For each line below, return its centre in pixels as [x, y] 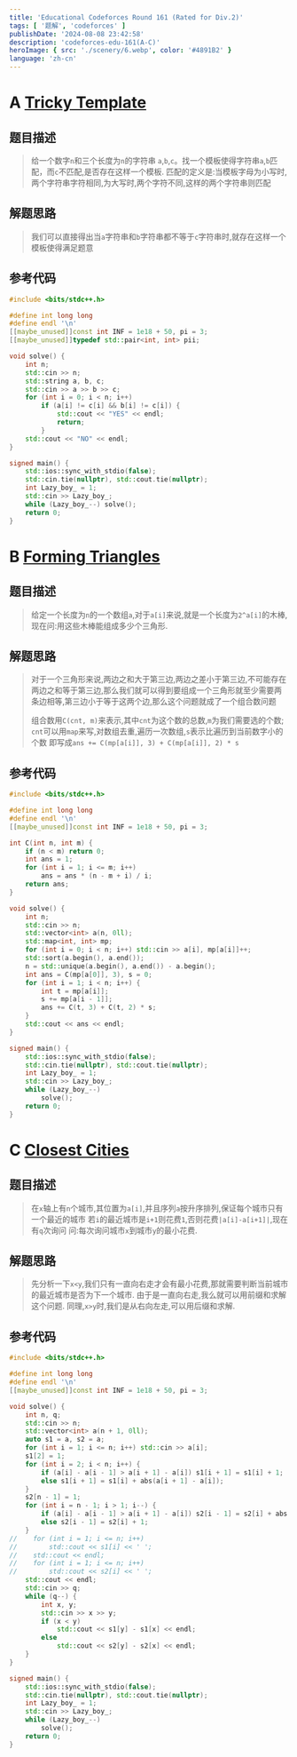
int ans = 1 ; [49, 859]
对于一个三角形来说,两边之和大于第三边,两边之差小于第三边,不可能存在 [158, 680]
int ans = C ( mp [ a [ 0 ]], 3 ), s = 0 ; [89, 974]
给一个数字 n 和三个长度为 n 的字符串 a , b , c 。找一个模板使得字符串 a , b [150, 160]
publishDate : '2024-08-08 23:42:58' [77, 34]
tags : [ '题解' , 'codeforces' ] [68, 26]
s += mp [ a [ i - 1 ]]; [77, 999]
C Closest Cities [70, 1150]
